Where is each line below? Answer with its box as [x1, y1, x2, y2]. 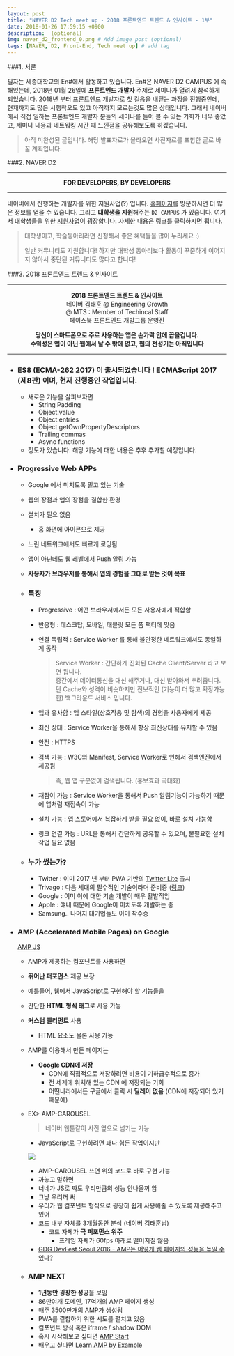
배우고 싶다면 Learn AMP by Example [38, 1341, 143, 1349]
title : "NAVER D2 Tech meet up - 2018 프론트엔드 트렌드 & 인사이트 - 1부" [7, 17, 213, 24]
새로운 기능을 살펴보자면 [27, 393, 94, 401]
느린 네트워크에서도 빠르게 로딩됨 [27, 539, 118, 548]
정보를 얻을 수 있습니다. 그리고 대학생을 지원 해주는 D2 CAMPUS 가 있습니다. [14, 208, 213, 216]
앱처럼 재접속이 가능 [45, 799, 100, 808]
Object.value [38, 408, 75, 417]
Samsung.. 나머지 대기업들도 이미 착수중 [38, 909, 149, 918]
